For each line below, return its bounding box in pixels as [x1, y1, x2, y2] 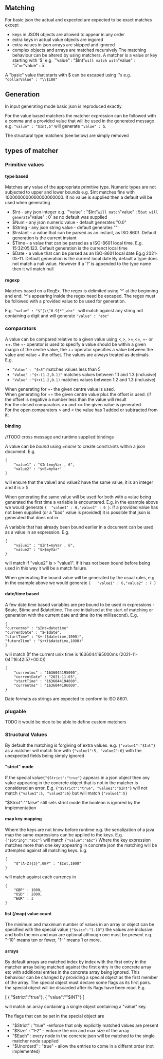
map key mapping [5, 816, 42, 822]
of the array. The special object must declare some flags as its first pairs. [5, 980, 151, 985]
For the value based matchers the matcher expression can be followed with [5, 113, 156, 118]
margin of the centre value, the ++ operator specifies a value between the [5, 346, 153, 352]
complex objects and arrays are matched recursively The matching [12, 47, 146, 53]
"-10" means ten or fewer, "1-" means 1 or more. [5, 937, 101, 943]
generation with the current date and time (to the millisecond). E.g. [5, 612, 138, 618]
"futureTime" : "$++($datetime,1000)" [5, 639, 84, 643]
